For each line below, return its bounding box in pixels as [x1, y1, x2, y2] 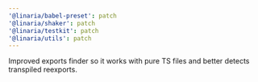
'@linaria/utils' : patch [8, 34, 92, 43]
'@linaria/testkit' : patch [8, 27, 99, 35]
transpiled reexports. [8, 65, 78, 75]
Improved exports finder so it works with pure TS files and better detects [8, 56, 250, 66]
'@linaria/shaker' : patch [8, 19, 95, 27]
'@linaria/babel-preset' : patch [8, 11, 117, 20]
